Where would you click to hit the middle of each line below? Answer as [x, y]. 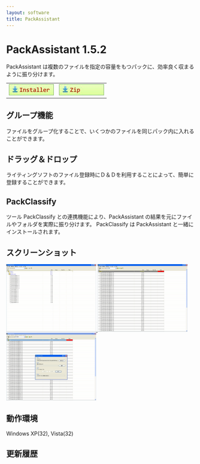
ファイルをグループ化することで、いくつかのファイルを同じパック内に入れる [100, 131]
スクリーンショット [41, 252]
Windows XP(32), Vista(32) [40, 433]
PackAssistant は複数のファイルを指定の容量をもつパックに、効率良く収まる [100, 67]
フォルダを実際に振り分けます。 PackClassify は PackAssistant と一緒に [105, 224]
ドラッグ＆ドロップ [42, 159]
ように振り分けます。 [32, 74]
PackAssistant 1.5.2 [56, 50]
